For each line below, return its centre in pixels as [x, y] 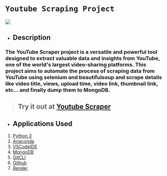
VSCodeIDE [25, 147]
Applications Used [42, 124]
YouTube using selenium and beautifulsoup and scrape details [84, 78]
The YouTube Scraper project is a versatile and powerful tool [81, 52]
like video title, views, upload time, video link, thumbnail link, [82, 84]
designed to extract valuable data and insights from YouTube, [82, 58]
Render [20, 168]
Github [20, 163]
